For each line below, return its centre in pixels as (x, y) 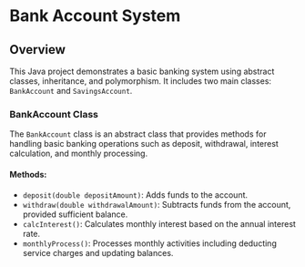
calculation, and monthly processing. (79, 154)
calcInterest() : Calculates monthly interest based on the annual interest (159, 223)
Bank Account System (95, 16)
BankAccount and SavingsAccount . (71, 91)
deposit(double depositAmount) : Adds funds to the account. (135, 195)
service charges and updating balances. (98, 252)
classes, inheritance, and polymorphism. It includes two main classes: (140, 81)
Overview (38, 50)
